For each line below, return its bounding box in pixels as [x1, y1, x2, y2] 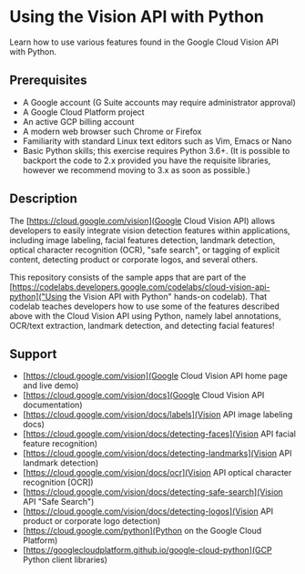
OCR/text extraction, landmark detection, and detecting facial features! [9, 320, 275, 331]
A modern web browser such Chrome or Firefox [22, 126, 202, 137]
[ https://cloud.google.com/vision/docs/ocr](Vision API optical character [22, 467, 292, 478]
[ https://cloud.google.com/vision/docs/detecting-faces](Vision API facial [22, 428, 296, 439]
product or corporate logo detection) [22, 516, 161, 527]
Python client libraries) [22, 554, 107, 566]
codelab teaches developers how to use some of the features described [9, 301, 280, 312]
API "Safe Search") [22, 497, 95, 507]
